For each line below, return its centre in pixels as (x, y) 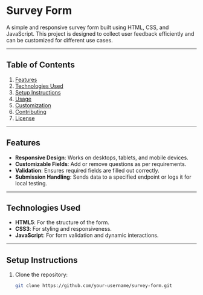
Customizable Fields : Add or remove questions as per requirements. (101, 164)
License (25, 118)
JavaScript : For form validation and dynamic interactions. (87, 235)
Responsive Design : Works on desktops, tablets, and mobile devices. (101, 157)
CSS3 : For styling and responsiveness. (63, 229)
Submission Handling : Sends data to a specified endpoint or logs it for (103, 177)
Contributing (31, 111)
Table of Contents (41, 65)
